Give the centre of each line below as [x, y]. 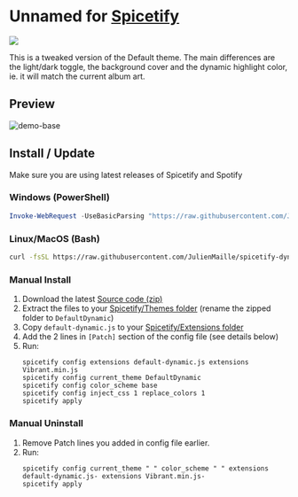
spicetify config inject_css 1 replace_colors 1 [114, 393]
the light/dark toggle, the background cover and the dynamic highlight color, [149, 66]
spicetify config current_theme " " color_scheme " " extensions [145, 468]
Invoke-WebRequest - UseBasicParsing [77, 216]
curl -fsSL [29, 257]
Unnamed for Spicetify [94, 16]
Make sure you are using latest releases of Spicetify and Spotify [126, 175]
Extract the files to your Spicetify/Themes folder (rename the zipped [146, 308]
